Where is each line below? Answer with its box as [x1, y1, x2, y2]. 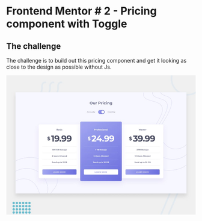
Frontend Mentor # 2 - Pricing [6, 4, 158, 18]
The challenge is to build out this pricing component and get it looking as [6, 57, 187, 64]
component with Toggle [6, 17, 127, 31]
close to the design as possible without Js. [6, 63, 112, 70]
